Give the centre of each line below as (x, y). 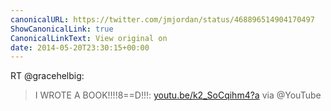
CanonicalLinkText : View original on (89, 38)
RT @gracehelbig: (47, 76)
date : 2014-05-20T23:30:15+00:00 (80, 47)
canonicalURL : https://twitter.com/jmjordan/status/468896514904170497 (162, 19)
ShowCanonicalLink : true (62, 29)
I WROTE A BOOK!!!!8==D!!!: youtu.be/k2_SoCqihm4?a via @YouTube (178, 95)
